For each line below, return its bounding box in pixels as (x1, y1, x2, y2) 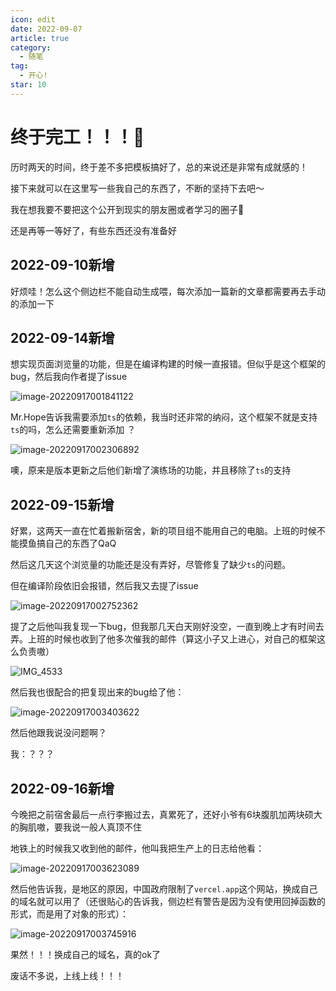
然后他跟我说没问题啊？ (10, 727, 107, 739)
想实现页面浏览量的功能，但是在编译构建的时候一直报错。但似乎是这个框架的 (10, 358, 326, 370)
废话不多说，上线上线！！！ (10, 969, 125, 981)
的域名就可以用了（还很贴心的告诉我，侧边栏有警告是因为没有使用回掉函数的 (10, 895, 326, 907)
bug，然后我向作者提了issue (10, 371, 128, 383)
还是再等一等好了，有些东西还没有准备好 (10, 224, 177, 236)
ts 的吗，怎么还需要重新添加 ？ (10, 424, 137, 436)
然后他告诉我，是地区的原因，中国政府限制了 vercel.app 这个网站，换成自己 (10, 882, 318, 895)
